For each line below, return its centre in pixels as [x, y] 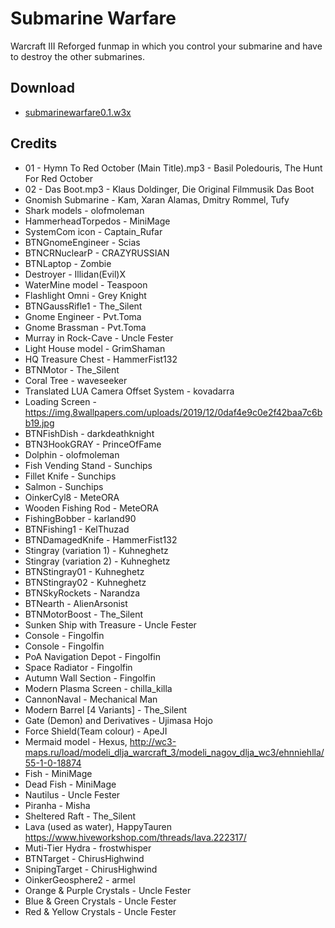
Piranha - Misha [57, 805]
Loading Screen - [60, 401]
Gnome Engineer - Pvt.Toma [83, 316]
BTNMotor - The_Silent [72, 369]
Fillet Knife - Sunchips [70, 476]
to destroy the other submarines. [78, 56]
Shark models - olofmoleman [84, 210]
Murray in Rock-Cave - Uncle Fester [99, 338]
